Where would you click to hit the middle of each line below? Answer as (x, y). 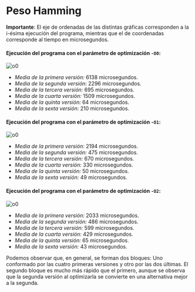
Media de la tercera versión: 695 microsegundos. (74, 90)
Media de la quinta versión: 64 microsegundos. (72, 102)
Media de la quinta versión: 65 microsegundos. (72, 240)
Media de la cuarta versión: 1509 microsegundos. (75, 96)
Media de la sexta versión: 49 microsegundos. (71, 178)
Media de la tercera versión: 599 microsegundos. (74, 228)
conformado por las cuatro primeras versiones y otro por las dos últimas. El (97, 264)
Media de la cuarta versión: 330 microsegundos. (74, 165)
